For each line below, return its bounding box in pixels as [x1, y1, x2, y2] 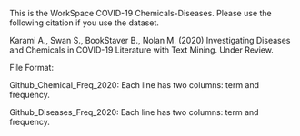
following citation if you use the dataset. [9, 17, 159, 28]
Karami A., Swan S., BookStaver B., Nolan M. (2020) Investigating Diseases [9, 35, 291, 45]
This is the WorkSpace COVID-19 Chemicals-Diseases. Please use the [9, 8, 273, 18]
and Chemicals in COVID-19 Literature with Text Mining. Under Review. [9, 44, 275, 55]
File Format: [9, 63, 55, 73]
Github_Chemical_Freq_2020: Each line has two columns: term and [9, 80, 260, 90]
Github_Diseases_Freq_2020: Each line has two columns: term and [9, 107, 259, 117]
